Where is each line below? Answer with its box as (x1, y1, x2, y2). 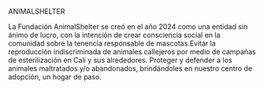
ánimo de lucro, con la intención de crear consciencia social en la (8, 31, 221, 39)
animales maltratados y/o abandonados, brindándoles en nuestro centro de (8, 64, 253, 73)
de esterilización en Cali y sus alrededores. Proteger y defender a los (8, 55, 232, 65)
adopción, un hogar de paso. (8, 72, 102, 81)
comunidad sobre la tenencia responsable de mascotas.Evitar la (8, 39, 217, 48)
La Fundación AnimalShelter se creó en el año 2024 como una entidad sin (8, 22, 248, 31)
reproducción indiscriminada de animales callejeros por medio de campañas (8, 47, 256, 56)
